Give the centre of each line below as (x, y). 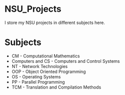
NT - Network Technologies (40, 66)
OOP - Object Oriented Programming (49, 71)
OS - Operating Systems (36, 76)
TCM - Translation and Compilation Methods (56, 87)
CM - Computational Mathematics (46, 56)
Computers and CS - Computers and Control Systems (66, 61)
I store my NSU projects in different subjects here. (55, 23)
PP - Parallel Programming (38, 82)
